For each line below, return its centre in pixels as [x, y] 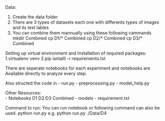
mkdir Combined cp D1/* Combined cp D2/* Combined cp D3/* [77, 38]
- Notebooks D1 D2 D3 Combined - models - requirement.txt [67, 98]
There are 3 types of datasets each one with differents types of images [86, 22]
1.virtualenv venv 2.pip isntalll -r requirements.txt [55, 58]
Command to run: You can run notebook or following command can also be [82, 108]
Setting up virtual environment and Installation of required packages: [76, 53]
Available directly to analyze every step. [46, 73]
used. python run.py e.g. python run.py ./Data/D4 [56, 113]
